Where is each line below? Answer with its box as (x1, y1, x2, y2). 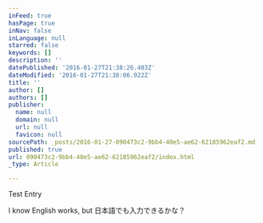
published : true (8, 145, 62, 153)
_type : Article (8, 161, 59, 169)
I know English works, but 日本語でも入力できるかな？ (8, 205, 186, 216)
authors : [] (8, 94, 48, 102)
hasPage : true (8, 19, 56, 27)
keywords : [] (8, 49, 52, 57)
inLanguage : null (8, 34, 66, 42)
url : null (15, 123, 48, 131)
